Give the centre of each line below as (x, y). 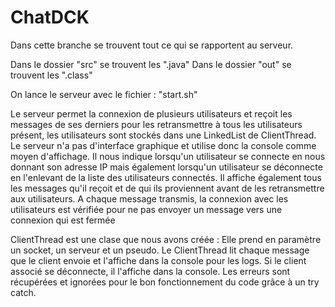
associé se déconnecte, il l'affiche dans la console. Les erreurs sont (150, 271)
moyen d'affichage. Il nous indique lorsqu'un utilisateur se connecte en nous (168, 156)
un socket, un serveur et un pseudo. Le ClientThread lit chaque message (160, 250)
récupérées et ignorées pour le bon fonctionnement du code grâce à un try (165, 282)
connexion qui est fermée (63, 220)
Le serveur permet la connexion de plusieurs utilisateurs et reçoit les (151, 113)
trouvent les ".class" (51, 75)
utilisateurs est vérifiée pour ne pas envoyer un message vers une (146, 209)
